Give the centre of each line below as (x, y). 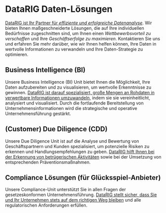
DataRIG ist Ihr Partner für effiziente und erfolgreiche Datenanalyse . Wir (79, 23)
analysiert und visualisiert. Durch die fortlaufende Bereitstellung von (74, 103)
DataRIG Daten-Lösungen (59, 9)
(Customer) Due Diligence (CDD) (56, 129)
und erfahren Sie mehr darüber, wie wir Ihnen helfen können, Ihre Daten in (81, 44)
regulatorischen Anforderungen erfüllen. (46, 205)
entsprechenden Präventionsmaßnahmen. (48, 162)
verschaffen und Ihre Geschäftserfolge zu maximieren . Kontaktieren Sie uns (83, 39)
